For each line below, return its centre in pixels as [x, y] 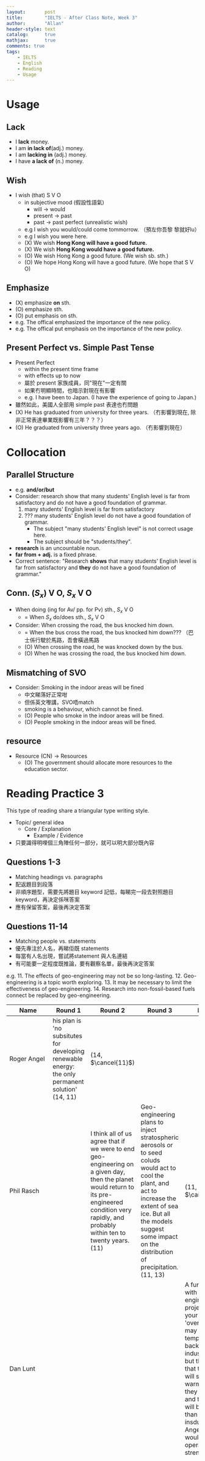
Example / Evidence [58, 835]
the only [64, 1074]
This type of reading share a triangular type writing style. [78, 810]
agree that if [108, 1141]
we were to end [113, 1149]
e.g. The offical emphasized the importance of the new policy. [93, 322]
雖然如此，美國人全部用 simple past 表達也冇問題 [77, 404]
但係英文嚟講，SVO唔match [59, 702]
